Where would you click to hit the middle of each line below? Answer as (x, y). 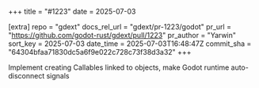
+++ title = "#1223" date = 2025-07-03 (72, 11)
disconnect (27, 76)
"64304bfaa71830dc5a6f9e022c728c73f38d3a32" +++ (100, 52)
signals (58, 76)
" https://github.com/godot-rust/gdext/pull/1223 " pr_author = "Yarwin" (122, 35)
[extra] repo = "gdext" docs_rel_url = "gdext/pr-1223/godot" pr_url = (120, 27)
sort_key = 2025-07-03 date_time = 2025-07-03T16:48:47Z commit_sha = (130, 44)
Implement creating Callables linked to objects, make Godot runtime (119, 67)
